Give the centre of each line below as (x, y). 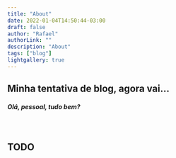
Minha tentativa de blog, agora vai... (88, 89)
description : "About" (39, 47)
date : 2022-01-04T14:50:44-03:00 (57, 21)
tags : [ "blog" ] (30, 54)
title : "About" (30, 14)
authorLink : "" (30, 40)
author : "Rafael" (33, 34)
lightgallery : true (36, 60)
